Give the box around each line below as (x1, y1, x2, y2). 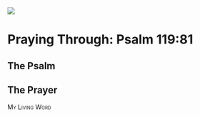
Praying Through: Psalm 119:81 (7, 31, 194, 48)
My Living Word (7, 103, 51, 111)
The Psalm (7, 60, 56, 72)
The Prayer (7, 83, 58, 96)
